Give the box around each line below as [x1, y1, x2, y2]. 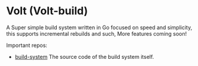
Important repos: [6, 42, 48, 49]
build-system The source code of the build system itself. [14, 53, 154, 60]
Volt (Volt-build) [6, 4, 89, 18]
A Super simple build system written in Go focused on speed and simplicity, [6, 24, 193, 31]
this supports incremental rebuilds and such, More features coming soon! [6, 30, 187, 37]
